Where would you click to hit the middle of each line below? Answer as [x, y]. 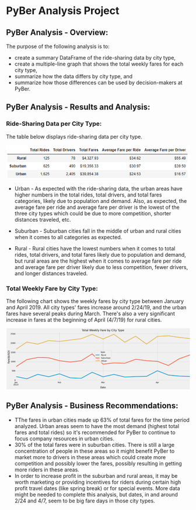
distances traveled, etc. [43, 219]
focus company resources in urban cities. [64, 438]
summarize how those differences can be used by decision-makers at [98, 82]
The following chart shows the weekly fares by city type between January [95, 301]
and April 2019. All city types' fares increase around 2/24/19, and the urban [96, 308]
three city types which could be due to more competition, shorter [93, 213]
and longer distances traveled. [51, 273]
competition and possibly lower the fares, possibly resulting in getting [98, 463]
